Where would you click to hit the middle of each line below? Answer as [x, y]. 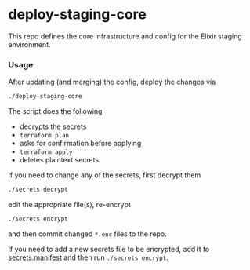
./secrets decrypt [38, 190]
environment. [29, 44]
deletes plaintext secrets [59, 160]
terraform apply [46, 152]
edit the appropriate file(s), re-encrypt [70, 204]
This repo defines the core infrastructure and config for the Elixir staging [125, 36]
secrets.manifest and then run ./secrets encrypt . [88, 257]
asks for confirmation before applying [80, 144]
